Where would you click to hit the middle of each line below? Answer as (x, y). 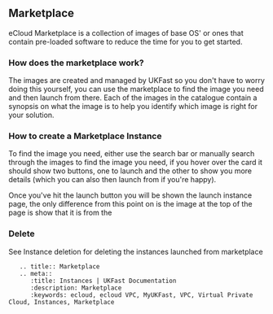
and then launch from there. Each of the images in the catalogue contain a (133, 98)
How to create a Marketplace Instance (85, 136)
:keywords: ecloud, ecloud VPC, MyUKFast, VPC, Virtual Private (141, 295)
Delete (22, 233)
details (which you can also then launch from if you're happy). (112, 180)
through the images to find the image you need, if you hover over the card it (136, 163)
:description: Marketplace (76, 288)
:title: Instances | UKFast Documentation (103, 281)
